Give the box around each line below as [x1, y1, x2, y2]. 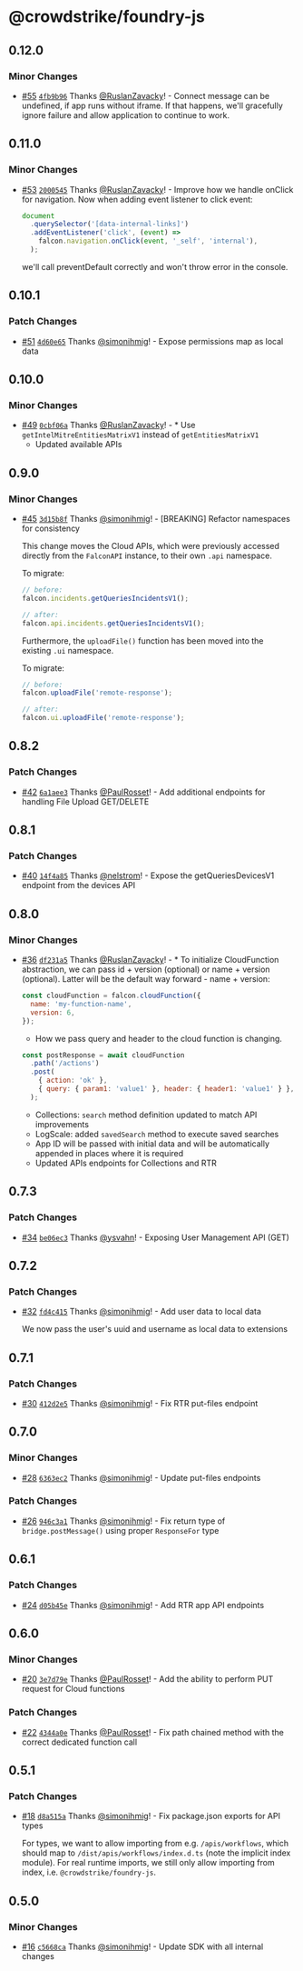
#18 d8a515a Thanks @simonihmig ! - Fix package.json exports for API [21, 1811, 280, 1822]
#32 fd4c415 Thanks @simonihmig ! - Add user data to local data [21, 1306, 262, 1317]
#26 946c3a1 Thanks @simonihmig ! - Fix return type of [21, 1516, 226, 1526]
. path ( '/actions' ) [30, 1059, 100, 1068]
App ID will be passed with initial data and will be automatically [34, 1138, 269, 1149]
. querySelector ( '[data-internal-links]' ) [30, 220, 190, 229]
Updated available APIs [34, 439, 122, 450]
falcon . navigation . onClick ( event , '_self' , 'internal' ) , [38, 236, 259, 246]
